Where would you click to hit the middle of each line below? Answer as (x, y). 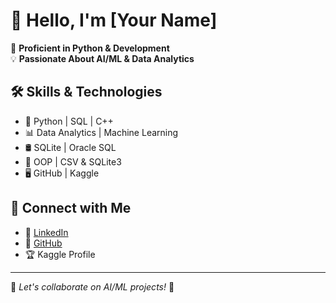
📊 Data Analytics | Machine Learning (101, 132)
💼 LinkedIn (46, 232)
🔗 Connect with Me (71, 208)
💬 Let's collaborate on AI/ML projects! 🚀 (92, 286)
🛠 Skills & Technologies (86, 92)
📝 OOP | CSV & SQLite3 (73, 161)
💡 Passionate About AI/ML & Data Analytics (102, 58)
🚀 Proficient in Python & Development (90, 48)
